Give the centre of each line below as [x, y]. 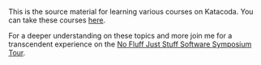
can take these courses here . [57, 20]
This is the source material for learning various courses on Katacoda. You [131, 12]
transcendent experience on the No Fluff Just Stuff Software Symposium [130, 44]
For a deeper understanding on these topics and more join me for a [120, 36]
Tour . [17, 53]
